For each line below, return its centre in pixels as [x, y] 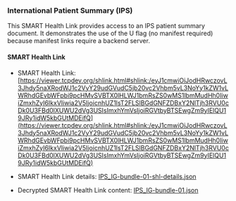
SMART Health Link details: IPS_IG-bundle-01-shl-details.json [107, 176]
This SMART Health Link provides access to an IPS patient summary [106, 26]
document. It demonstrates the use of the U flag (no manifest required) [110, 33]
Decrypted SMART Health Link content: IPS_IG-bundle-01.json [108, 190]
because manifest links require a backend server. [79, 41]
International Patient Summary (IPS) [70, 11]
